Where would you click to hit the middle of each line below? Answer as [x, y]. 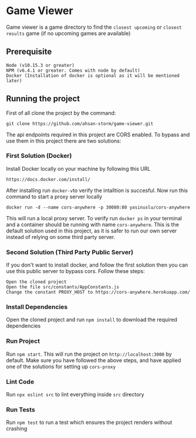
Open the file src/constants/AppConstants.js [62, 287]
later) [14, 80]
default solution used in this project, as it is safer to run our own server [92, 231]
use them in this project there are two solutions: [64, 141]
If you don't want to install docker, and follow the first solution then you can [97, 265]
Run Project [23, 341]
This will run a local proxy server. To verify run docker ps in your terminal [94, 218]
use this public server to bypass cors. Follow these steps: [75, 271]
